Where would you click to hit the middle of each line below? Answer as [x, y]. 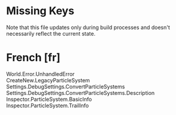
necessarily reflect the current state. [51, 33]
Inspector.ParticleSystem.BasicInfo [49, 99]
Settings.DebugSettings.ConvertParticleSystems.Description [81, 92]
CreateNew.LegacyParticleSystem [48, 80]
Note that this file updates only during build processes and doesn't [88, 27]
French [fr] [33, 58]
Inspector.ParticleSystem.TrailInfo [48, 106]
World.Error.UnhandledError [41, 74]
